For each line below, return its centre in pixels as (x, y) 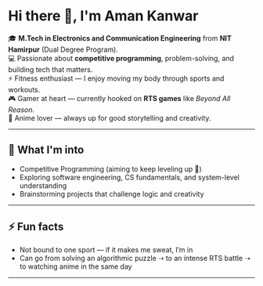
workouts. (24, 89)
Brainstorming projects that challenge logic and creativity (112, 194)
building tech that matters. (50, 69)
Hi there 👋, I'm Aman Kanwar (103, 16)
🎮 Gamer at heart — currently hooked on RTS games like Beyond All (119, 98)
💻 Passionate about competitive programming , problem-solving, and (121, 58)
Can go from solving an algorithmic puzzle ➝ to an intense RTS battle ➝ (135, 258)
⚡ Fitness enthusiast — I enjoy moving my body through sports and (116, 78)
